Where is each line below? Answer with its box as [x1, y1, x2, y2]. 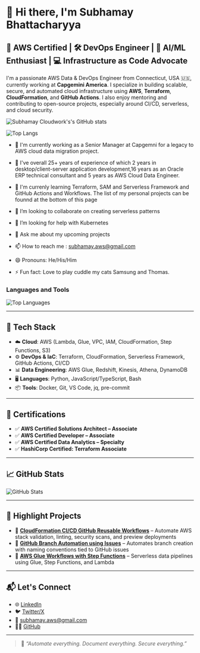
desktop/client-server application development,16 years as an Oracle [14, 165, 184, 173]
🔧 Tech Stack [6, 322, 56, 332]
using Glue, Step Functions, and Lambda [14, 558, 115, 566]
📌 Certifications [6, 409, 66, 420]
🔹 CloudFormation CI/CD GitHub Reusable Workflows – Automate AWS [14, 526, 192, 534]
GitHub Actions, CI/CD [14, 359, 70, 366]
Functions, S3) [14, 347, 51, 354]
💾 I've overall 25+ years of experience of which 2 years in [14, 159, 157, 166]
